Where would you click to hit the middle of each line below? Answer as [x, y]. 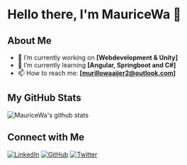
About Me [29, 41]
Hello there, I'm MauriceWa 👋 [95, 15]
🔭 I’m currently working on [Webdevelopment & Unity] [98, 57]
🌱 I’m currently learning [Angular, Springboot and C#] [97, 65]
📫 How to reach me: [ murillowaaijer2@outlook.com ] [96, 73]
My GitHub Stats [44, 98]
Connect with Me [46, 137]
